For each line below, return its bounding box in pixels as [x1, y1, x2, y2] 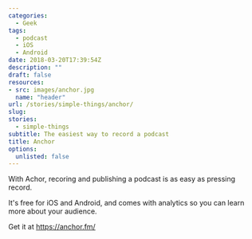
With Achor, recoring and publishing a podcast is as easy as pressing [8, 174, 236, 184]
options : [8, 145, 37, 153]
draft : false [8, 71, 52, 79]
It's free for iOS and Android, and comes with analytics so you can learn [8, 198, 245, 208]
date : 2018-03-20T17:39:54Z [8, 57, 102, 65]
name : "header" [15, 93, 66, 101]
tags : [8, 26, 26, 34]
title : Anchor [8, 137, 56, 146]
